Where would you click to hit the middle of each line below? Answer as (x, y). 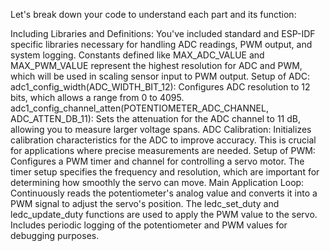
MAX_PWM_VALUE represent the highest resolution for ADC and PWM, (156, 65)
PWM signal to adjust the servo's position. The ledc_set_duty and (145, 203)
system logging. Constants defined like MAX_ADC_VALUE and (137, 55)
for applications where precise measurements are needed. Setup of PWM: (163, 150)
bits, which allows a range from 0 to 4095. (97, 97)
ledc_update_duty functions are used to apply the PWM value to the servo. (164, 214)
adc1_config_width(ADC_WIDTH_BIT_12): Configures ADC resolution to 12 (160, 87)
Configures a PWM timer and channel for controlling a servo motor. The (157, 161)
